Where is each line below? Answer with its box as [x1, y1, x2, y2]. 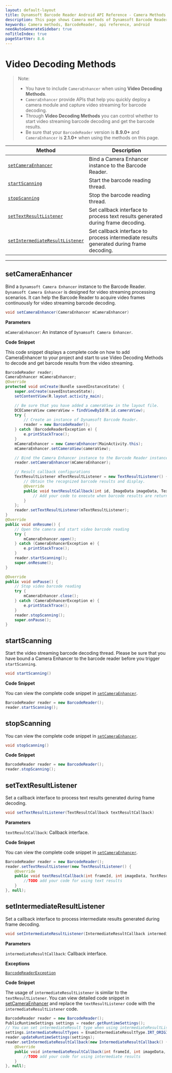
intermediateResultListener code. [5, 1006, 78, 1012]
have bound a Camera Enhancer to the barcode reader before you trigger [5, 655, 160, 661]
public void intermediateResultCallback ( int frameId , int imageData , [14, 1049, 166, 1054]
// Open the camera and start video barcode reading [14, 527, 130, 532]
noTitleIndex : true [5, 31, 47, 37]
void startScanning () [5, 671, 52, 676]
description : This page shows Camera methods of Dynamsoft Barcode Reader [5, 17, 168, 22]
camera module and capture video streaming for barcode [25, 101, 147, 108]
